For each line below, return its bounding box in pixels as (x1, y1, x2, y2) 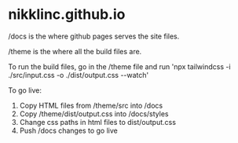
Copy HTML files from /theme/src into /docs (19, 101, 163, 110)
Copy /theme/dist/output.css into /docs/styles (19, 108, 169, 119)
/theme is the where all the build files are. (8, 46, 142, 56)
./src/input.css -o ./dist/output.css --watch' (8, 70, 149, 79)
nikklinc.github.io (8, 5, 126, 24)
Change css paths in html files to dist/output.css (19, 117, 177, 126)
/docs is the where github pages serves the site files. (8, 31, 180, 41)
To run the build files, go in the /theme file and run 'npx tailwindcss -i (8, 61, 231, 71)
